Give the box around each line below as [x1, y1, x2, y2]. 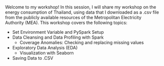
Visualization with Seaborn [19, 50, 74, 56]
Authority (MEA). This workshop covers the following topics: [5, 20, 128, 25]
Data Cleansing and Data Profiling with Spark [12, 34, 104, 40]
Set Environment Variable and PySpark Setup [12, 29, 104, 35]
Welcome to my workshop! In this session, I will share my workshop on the [5, 4, 157, 10]
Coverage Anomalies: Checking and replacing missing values [19, 40, 144, 45]
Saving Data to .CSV [12, 55, 53, 61]
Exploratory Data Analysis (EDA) [12, 45, 78, 50]
